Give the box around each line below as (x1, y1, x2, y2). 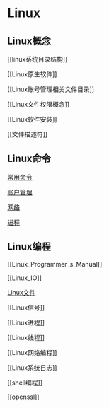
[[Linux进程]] (7, 318, 45, 327)
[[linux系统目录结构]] (7, 55, 68, 63)
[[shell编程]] (7, 378, 43, 387)
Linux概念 (7, 35, 51, 47)
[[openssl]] (7, 392, 40, 401)
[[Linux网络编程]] (7, 348, 57, 356)
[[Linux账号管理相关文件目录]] (7, 85, 94, 93)
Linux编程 (7, 240, 51, 252)
